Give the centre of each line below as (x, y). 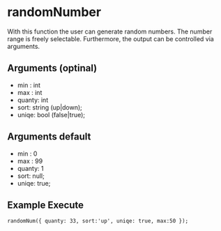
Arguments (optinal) (52, 68)
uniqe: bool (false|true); (51, 114)
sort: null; (31, 176)
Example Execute (46, 205)
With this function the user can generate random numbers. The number (110, 31)
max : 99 (30, 161)
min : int (29, 85)
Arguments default (49, 137)
